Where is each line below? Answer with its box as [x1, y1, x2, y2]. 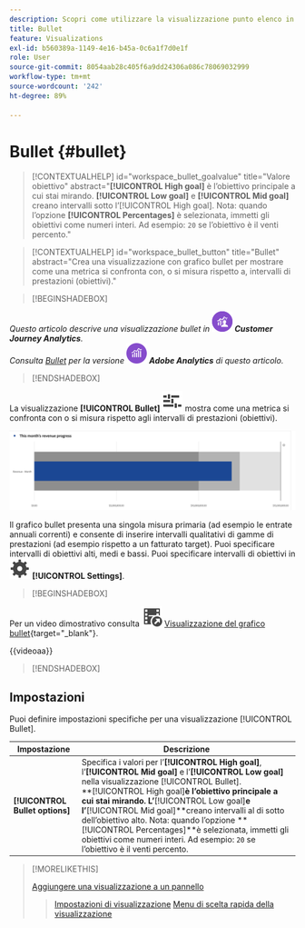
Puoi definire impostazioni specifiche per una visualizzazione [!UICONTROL [9, 713, 292, 724]
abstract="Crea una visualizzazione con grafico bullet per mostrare [31, 256, 284, 267]
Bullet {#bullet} [9, 141, 127, 162]
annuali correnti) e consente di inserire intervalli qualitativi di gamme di [9, 529, 274, 540]
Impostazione [16, 743, 71, 754]
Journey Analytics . [9, 333, 84, 344]
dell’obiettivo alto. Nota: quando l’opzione [81, 814, 236, 825]
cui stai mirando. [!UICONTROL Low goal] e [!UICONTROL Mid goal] [31, 191, 290, 202]
